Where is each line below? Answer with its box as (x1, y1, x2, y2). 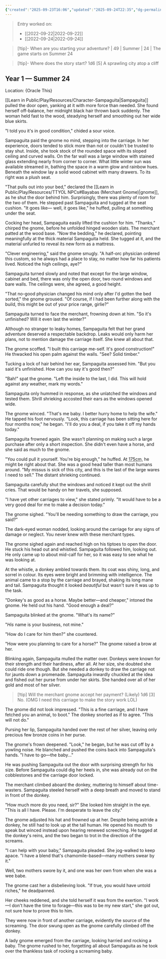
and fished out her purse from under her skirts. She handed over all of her (5, 677, 156, 683)
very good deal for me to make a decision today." (5, 502, 105, 508)
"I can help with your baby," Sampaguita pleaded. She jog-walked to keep (5, 847, 156, 853)
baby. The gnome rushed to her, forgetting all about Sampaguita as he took (5, 943, 158, 949)
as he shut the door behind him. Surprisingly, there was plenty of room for (5, 194, 156, 201)
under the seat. (5, 210, 36, 216)
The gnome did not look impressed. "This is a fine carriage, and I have (5, 707, 148, 713)
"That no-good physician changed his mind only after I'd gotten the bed (5, 291, 152, 297)
